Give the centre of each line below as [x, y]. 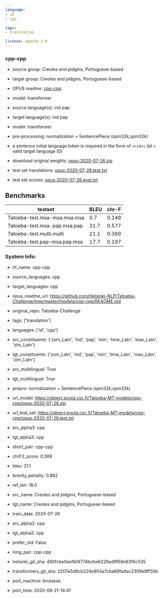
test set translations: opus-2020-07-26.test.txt [60, 171]
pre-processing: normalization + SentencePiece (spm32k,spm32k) [80, 136]
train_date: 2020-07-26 [36, 514]
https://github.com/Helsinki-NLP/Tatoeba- [93, 296]
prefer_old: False [29, 543]
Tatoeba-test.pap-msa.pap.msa [45, 242]
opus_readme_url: [31, 296]
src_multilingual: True [34, 369]
